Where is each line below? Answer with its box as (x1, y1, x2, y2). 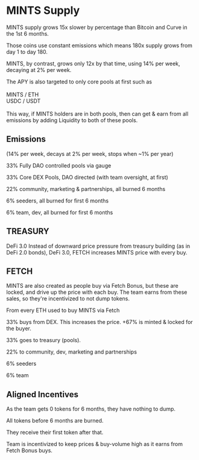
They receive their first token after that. (6, 429, 104, 436)
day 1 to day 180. (6, 48, 48, 55)
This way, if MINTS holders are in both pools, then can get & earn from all (6, 110, 189, 117)
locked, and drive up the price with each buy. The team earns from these (6, 288, 188, 296)
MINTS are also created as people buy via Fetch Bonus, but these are (6, 282, 179, 290)
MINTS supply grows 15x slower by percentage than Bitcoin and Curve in (6, 24, 188, 31)
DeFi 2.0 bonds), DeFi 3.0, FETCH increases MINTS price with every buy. (6, 248, 188, 256)
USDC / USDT (6, 97, 41, 105)
